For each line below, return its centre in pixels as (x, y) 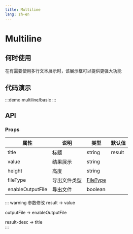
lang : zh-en (17, 14)
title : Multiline (23, 10)
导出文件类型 (67, 180)
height (15, 171)
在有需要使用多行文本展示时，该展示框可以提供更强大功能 (63, 71)
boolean (96, 189)
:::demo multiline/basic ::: (31, 100)
